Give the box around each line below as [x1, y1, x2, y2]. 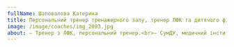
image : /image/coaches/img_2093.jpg [7, 23, 114, 30]
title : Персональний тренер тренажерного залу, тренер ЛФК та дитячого [7, 17, 219, 23]
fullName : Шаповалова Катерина [7, 10, 98, 17]
